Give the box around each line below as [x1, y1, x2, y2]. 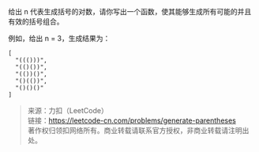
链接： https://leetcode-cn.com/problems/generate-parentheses [27, 116, 237, 125]
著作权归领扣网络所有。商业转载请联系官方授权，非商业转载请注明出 [27, 126, 250, 135]
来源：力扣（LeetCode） [27, 106, 108, 115]
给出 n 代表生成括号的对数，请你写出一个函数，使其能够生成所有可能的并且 [8, 7, 252, 16]
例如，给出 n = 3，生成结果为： [8, 34, 111, 43]
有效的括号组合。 [8, 17, 64, 26]
